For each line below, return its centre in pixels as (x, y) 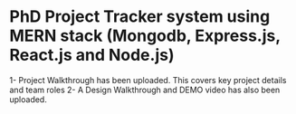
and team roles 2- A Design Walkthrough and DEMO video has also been (145, 90)
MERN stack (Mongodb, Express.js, (145, 36)
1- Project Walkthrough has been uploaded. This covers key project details (148, 80)
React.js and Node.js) (92, 55)
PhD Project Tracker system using (140, 17)
